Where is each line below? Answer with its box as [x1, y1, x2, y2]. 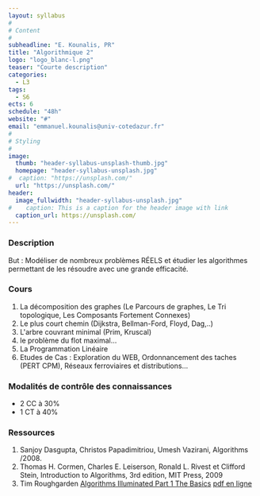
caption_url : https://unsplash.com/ [15, 211, 136, 219]
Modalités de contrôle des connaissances [8, 381, 173, 392]
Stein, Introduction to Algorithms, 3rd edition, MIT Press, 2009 [19, 471, 224, 480]
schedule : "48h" [8, 108, 62, 116]
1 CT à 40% [19, 407, 59, 417]
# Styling [8, 137, 41, 145]
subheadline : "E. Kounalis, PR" [8, 41, 115, 49]
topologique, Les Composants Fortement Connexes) [19, 310, 191, 320]
